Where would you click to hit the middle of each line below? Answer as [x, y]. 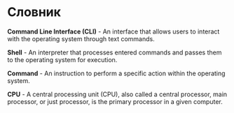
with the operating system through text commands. [81, 38]
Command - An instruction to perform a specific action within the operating [116, 73]
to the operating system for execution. [62, 59]
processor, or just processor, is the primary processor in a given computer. [115, 101]
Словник [34, 12]
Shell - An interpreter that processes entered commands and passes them [115, 52]
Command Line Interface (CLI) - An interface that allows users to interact [113, 31]
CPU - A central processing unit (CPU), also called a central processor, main [117, 94]
